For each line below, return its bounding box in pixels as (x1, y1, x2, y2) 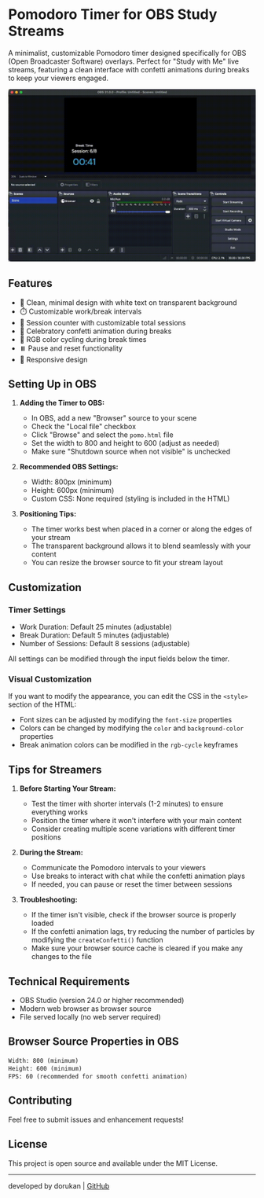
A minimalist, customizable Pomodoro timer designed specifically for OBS (8, 48, 247, 57)
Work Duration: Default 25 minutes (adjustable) (19, 623, 173, 632)
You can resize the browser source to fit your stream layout (31, 558, 224, 568)
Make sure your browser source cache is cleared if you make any (31, 943, 244, 953)
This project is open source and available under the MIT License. (8, 1158, 218, 1168)
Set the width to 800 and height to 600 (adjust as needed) (31, 439, 220, 448)
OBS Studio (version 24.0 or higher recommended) (19, 996, 185, 1005)
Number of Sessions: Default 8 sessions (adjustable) (19, 639, 190, 649)
